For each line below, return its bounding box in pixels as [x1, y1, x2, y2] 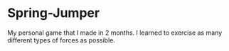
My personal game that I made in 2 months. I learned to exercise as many [7, 28, 223, 37]
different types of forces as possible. [7, 35, 115, 44]
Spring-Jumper [7, 5, 100, 21]
